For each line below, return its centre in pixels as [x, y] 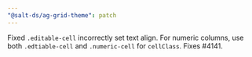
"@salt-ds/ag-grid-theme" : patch [62, 15]
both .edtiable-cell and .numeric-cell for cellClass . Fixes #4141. [115, 46]
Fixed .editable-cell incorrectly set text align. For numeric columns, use [126, 37]
